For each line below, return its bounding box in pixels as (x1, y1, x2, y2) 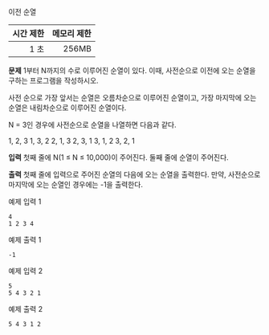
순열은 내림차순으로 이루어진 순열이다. (8, 103, 127, 112)
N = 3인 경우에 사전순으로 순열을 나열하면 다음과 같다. (8, 120, 177, 129)
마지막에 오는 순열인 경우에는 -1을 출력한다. (8, 180, 143, 189)
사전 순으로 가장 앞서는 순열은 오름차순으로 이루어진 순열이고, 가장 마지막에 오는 (8, 93, 257, 102)
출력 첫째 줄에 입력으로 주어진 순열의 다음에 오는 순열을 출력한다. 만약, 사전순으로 (8, 170, 261, 179)
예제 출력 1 (8, 235, 42, 244)
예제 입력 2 (8, 266, 43, 276)
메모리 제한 (51, 28, 92, 39)
